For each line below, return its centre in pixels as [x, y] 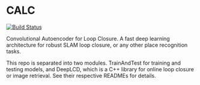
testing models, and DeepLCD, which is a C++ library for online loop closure [100, 69]
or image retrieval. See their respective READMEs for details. [81, 75]
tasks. [14, 51]
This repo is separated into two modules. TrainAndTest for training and [94, 63]
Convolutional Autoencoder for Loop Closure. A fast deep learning [88, 38]
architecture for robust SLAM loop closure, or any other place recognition [97, 45]
